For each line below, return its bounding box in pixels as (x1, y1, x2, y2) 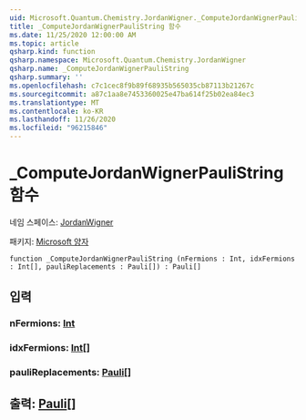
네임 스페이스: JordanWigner (9, 216, 114, 228)
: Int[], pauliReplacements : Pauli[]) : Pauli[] (9, 261, 202, 271)
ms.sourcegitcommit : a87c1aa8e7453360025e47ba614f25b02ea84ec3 (9, 89, 255, 98)
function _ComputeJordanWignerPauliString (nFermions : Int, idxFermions (9, 254, 296, 263)
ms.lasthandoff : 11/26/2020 (9, 115, 117, 124)
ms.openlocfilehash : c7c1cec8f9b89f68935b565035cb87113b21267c (9, 81, 255, 90)
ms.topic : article (9, 38, 79, 48)
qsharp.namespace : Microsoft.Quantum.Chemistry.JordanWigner (9, 56, 247, 65)
